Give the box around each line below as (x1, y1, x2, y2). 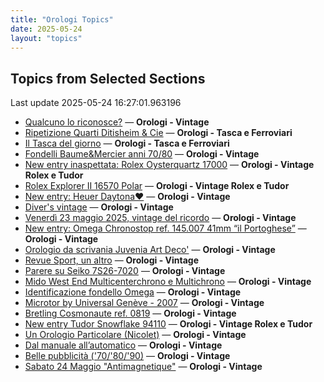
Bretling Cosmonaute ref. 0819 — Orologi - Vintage (24, 307, 237, 320)
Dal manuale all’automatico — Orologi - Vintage (24, 339, 223, 351)
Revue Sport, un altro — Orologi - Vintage (24, 254, 199, 266)
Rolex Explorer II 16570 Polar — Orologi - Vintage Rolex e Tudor (24, 180, 290, 192)
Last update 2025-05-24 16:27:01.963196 (10, 97, 182, 109)
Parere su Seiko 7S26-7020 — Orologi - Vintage (24, 265, 226, 277)
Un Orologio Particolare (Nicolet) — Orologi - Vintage (24, 329, 247, 341)
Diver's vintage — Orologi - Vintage (24, 201, 174, 213)
